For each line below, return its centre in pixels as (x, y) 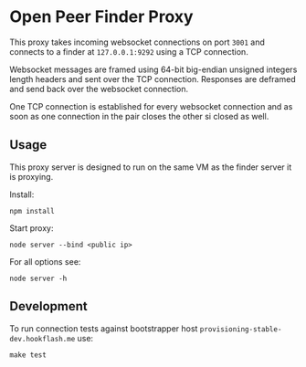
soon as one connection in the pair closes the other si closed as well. (139, 116)
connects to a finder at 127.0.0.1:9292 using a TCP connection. (129, 51)
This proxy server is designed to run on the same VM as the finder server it (151, 167)
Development (49, 306)
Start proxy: (32, 228)
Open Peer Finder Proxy (101, 17)
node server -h (38, 278)
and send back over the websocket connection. (99, 89)
